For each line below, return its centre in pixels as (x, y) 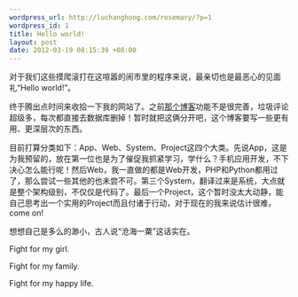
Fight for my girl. (39, 249)
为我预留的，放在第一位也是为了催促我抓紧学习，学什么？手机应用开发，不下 (149, 159)
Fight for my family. (44, 266)
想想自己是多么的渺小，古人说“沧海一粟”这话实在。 (102, 231)
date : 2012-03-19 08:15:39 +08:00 (73, 51)
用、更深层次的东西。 (48, 129)
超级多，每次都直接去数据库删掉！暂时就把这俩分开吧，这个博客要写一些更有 (149, 118)
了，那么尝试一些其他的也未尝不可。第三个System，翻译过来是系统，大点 (143, 181)
